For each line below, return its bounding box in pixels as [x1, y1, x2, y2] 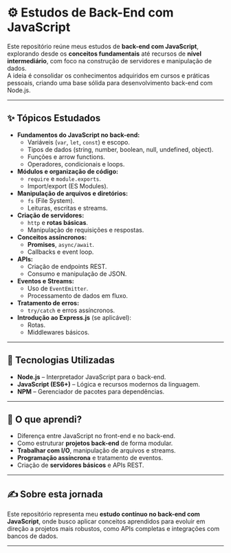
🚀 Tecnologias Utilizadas [7, 354, 115, 366]
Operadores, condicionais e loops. [27, 160, 125, 168]
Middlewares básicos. [27, 328, 90, 336]
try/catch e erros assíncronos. [27, 306, 115, 314]
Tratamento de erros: [16, 299, 80, 307]
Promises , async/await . [27, 240, 94, 248]
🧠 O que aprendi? [7, 413, 82, 425]
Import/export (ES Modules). [27, 182, 109, 190]
